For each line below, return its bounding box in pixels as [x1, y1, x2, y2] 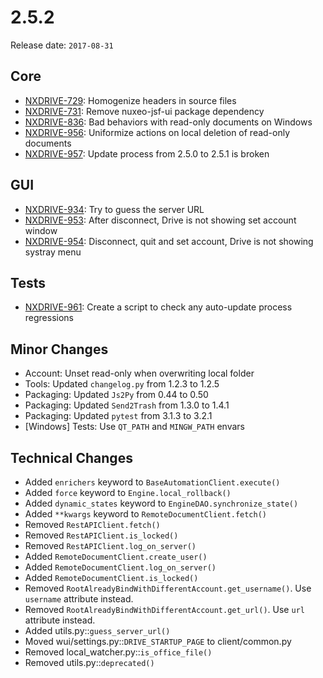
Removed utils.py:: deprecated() [24, 657, 155, 668]
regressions [24, 312, 75, 324]
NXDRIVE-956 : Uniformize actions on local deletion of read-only [24, 126, 291, 138]
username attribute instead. [24, 593, 134, 605]
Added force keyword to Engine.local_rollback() [24, 487, 232, 498]
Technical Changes [10, 449, 133, 466]
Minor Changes [10, 341, 109, 358]
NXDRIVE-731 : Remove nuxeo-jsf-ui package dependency [24, 105, 265, 117]
